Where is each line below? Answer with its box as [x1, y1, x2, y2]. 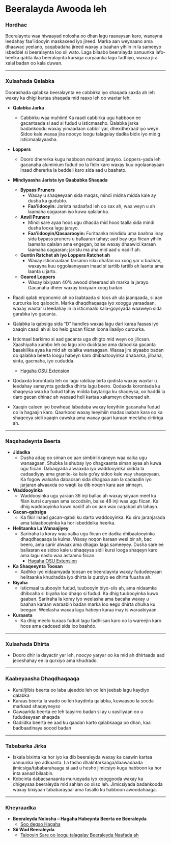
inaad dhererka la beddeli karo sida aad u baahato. [20, 167, 127, 173]
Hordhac [5, 21, 27, 29]
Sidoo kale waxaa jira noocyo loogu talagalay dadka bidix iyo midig [20, 131, 161, 137]
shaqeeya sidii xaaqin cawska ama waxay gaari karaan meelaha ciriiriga [12, 415, 164, 421]
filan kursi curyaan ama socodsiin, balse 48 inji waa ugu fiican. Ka [20, 498, 159, 504]
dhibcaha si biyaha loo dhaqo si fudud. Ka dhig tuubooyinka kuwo [20, 590, 159, 597]
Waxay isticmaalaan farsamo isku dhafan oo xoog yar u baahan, [27, 257, 162, 263]
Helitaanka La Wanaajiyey [12, 525, 69, 532]
